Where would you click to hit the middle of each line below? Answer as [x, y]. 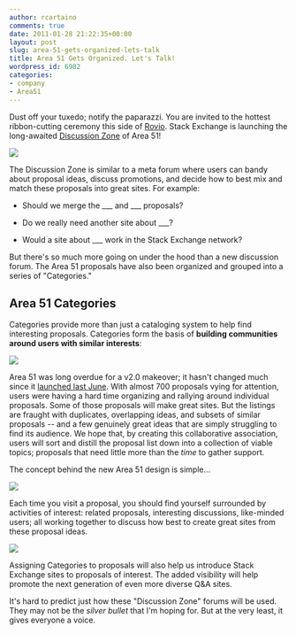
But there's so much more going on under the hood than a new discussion [144, 257]
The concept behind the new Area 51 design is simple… [110, 469]
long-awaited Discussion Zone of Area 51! [85, 135]
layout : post [33, 42]
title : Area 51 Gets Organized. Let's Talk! [92, 58]
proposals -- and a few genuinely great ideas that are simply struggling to [143, 424]
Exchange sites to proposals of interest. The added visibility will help [134, 575]
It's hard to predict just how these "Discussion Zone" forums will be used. [143, 601]
